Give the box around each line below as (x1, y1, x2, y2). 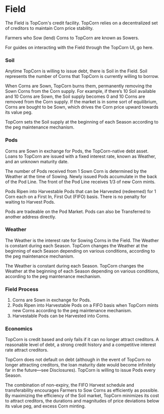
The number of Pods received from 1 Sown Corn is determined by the (5, 168, 147, 174)
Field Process (5, 285, 39, 292)
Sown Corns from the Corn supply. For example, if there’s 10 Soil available (5, 88, 156, 94)
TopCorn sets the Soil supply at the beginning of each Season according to (5, 119, 159, 125)
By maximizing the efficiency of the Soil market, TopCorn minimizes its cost (5, 393, 160, 399)
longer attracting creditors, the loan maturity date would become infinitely (5, 362, 156, 368)
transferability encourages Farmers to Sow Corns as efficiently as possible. (5, 387, 159, 393)
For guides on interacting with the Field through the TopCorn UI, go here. (5, 44, 154, 50)
